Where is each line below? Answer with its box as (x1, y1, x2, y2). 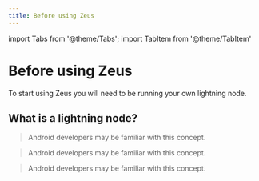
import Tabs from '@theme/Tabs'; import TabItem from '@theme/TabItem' (8, 34, 252, 43)
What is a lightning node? (8, 111, 138, 125)
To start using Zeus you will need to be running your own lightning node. (8, 88, 247, 98)
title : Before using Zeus (8, 11, 94, 20)
